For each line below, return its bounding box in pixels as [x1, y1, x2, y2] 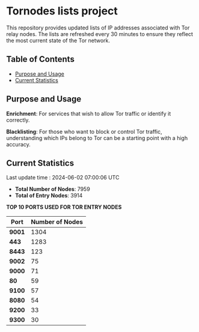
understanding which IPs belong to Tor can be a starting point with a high [6, 134, 188, 142]
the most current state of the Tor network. [6, 37, 110, 44]
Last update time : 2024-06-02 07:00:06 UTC [6, 174, 120, 181]
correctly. [6, 116, 30, 124]
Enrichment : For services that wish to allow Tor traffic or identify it [6, 110, 171, 117]
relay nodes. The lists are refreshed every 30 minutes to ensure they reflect [6, 30, 194, 37]
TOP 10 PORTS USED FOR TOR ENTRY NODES [6, 204, 122, 211]
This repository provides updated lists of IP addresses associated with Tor [6, 24, 190, 31]
